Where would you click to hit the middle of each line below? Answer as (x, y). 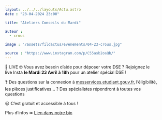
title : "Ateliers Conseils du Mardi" (43, 23)
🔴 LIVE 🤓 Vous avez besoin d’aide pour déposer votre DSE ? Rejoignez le (77, 67)
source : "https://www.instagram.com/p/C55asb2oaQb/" (60, 53)
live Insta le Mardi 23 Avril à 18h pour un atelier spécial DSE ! (66, 72)
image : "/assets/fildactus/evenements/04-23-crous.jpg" (64, 45)
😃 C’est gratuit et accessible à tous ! (42, 103)
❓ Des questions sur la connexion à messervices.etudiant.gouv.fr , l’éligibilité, (81, 82)
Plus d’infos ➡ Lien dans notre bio (39, 113)
